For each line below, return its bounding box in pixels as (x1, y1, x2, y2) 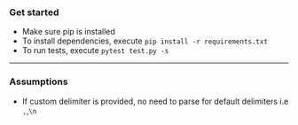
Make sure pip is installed (21, 27, 115, 37)
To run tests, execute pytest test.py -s (21, 45, 169, 56)
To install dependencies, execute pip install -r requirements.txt (21, 35, 269, 46)
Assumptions (9, 75, 68, 88)
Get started (9, 6, 59, 19)
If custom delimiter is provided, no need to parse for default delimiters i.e (21, 96, 289, 106)
